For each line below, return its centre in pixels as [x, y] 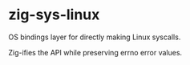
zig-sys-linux [54, 15]
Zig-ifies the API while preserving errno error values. [95, 52]
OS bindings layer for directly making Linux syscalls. [95, 37]
